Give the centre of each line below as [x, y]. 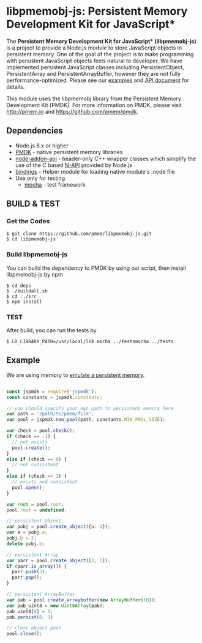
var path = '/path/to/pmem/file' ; [50, 414]
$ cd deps [19, 286]
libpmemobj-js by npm [35, 274]
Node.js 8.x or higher [42, 146]
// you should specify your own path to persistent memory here [90, 408]
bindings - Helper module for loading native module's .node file [95, 171]
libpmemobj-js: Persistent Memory [97, 11]
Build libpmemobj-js [37, 255]
